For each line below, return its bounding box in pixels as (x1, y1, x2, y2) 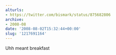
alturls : (5, 7, 24, 13)
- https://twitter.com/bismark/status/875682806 (5, 12, 111, 17)
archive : (5, 17, 24, 22)
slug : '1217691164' (5, 31, 47, 36)
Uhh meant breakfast (5, 45, 50, 51)
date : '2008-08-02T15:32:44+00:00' (5, 26, 81, 32)
